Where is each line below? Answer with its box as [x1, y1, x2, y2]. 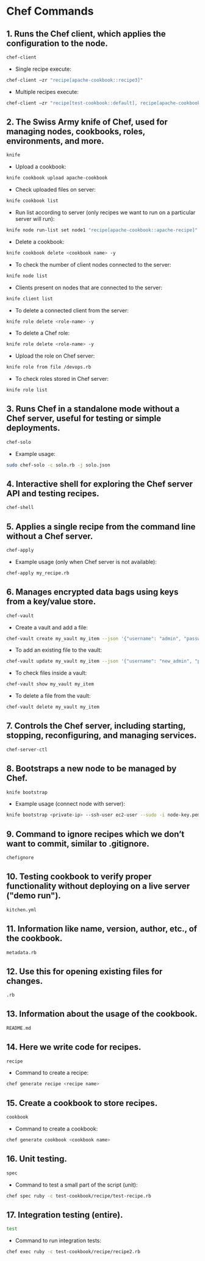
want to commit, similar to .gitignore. [6, 838, 149, 849]
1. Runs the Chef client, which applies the [6, 29, 166, 39]
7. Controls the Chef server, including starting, [6, 721, 186, 731]
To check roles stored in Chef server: [15, 375, 109, 383]
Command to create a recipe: [15, 1069, 89, 1077]
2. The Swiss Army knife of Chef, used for [6, 117, 168, 128]
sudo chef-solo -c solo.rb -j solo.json [6, 462, 111, 468]
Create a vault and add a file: [15, 624, 88, 631]
